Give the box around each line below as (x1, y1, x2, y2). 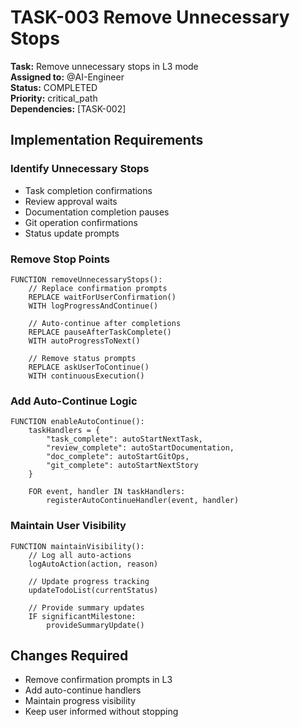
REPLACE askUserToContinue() (28, 362, 150, 372)
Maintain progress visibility (24, 695, 137, 707)
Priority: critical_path (10, 92, 98, 104)
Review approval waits (24, 195, 118, 207)
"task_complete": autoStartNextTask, (46, 434, 203, 445)
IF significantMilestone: (28, 611, 137, 621)
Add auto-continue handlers (24, 684, 142, 696)
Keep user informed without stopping (24, 706, 179, 718)
